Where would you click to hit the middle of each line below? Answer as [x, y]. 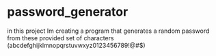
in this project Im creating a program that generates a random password [108, 31]
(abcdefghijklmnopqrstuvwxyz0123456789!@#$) [76, 45]
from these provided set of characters [60, 38]
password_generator [68, 12]
